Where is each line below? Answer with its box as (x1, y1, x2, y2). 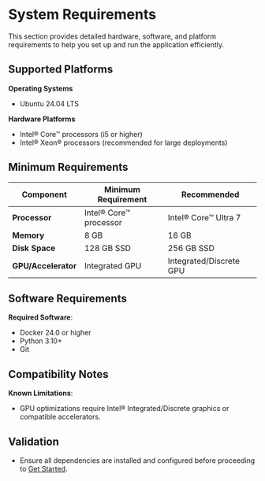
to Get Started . (19, 464, 68, 473)
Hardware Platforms (8, 114, 76, 124)
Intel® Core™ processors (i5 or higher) (19, 129, 144, 139)
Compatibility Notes (8, 368, 109, 381)
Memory (12, 230, 45, 241)
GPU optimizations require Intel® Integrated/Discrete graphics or (19, 404, 230, 413)
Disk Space (12, 242, 56, 253)
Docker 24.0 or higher (19, 328, 91, 338)
